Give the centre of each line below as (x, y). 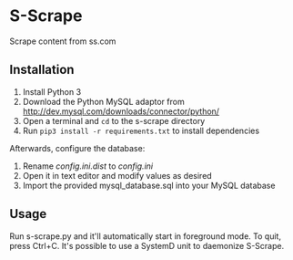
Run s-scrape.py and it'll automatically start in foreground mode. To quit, (146, 236)
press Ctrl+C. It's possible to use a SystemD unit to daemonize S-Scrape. (147, 245)
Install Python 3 (52, 91)
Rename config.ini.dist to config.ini (87, 166)
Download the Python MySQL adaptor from (103, 101)
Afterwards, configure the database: (77, 148)
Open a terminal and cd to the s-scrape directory (114, 120)
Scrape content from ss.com (63, 41)
